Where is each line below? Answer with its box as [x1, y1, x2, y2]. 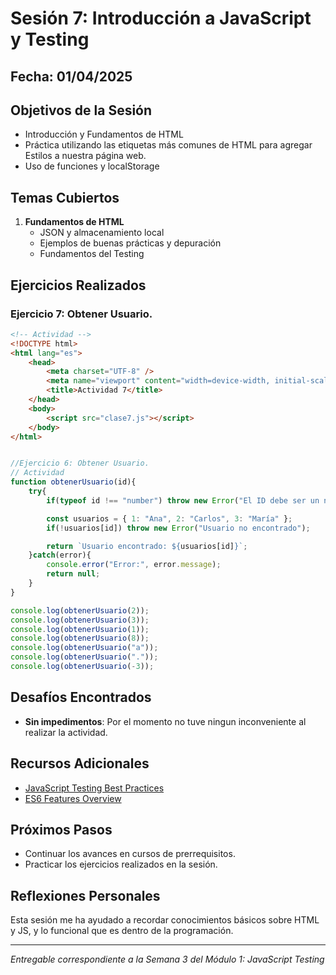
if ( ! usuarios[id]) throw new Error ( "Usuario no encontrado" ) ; [46, 523, 311, 533]
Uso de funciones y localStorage [24, 160, 160, 172]
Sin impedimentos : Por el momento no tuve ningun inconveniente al [24, 715, 307, 727]
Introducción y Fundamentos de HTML [24, 128, 184, 141]
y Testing [10, 28, 90, 51]
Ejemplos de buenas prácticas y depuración [39, 237, 222, 249]
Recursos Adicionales [10, 755, 150, 772]
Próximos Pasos [10, 821, 113, 838]
